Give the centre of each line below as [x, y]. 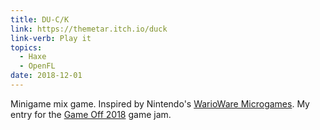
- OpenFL [37, 66]
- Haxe [33, 57]
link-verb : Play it [51, 38]
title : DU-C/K [40, 19]
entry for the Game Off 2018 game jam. [91, 114]
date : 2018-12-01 [46, 76]
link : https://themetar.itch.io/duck [89, 29]
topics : [26, 47]
